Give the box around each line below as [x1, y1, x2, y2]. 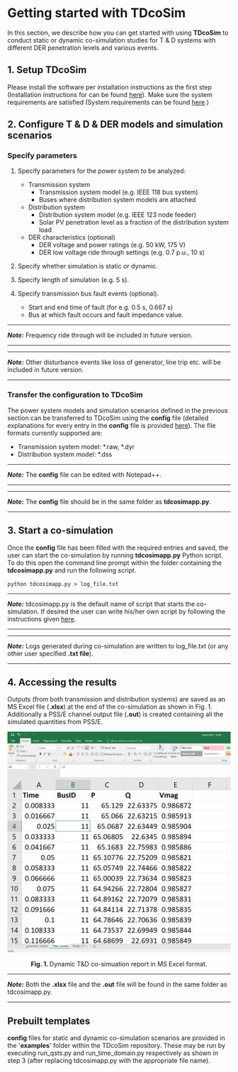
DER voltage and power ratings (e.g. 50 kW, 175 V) [38, 241, 186, 249]
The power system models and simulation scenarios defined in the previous [7, 406, 228, 414]
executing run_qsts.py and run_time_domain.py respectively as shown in [7, 1049, 218, 1057]
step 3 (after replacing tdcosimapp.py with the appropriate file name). [7, 1056, 210, 1065]
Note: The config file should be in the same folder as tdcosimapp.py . [7, 497, 211, 506]
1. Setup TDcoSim [7, 64, 87, 76]
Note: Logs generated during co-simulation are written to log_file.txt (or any [7, 641, 229, 650]
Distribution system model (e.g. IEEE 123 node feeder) [38, 210, 197, 219]
